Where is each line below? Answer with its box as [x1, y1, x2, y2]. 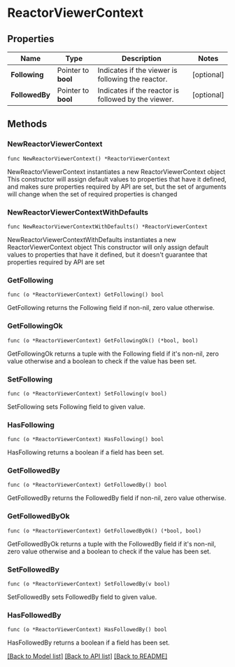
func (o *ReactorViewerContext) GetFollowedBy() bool [7, 482, 168, 489]
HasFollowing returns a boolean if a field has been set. [7, 448, 164, 457]
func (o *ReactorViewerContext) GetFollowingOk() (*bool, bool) [7, 337, 199, 344]
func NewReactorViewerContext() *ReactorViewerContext [7, 155, 171, 162]
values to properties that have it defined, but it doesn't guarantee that [7, 250, 208, 259]
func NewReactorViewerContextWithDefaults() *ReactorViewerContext [7, 223, 208, 230]
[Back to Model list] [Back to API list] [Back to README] [7, 652, 168, 661]
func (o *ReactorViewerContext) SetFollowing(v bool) [7, 390, 168, 397]
